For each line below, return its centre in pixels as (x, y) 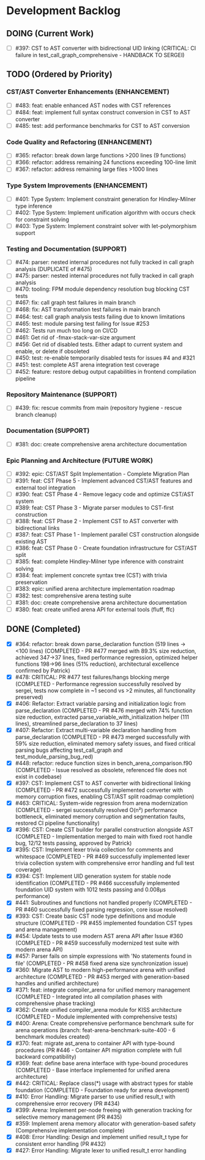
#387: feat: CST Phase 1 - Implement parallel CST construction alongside (107, 535)
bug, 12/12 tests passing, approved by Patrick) (73, 843)
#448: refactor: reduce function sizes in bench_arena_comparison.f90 (104, 763)
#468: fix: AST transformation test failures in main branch (88, 310)
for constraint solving (42, 219)
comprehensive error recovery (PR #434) (67, 1103)
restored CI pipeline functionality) (57, 823)
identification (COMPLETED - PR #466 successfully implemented (97, 883)
